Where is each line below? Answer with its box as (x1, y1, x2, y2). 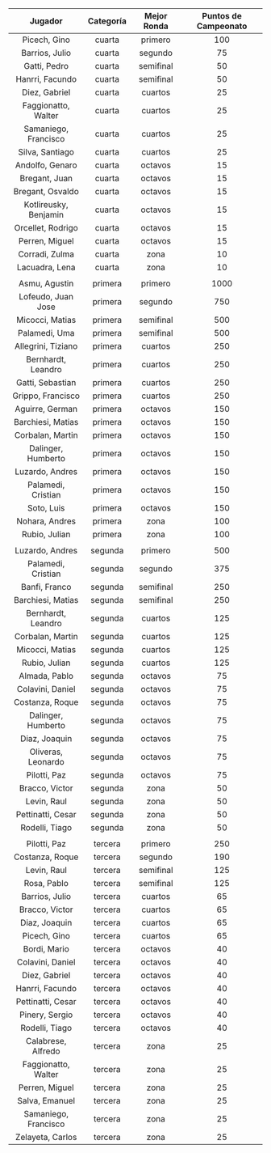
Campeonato (196, 20, 248, 32)
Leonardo (27, 757, 65, 767)
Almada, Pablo (19, 671, 74, 681)
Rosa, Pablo (23, 878, 69, 888)
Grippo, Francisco (12, 390, 81, 401)
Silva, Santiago (18, 146, 75, 157)
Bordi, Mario (23, 943, 70, 954)
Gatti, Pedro (23, 61, 69, 71)
